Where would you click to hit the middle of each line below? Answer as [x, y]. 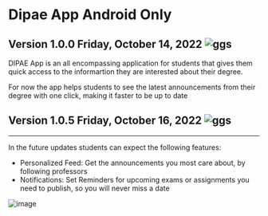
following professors [53, 171]
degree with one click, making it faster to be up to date [98, 96]
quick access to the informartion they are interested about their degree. [126, 72]
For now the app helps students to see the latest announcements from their [132, 87]
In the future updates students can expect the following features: [115, 147]
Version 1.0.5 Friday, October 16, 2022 [105, 121]
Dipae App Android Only [90, 15]
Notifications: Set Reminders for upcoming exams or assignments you [134, 179]
